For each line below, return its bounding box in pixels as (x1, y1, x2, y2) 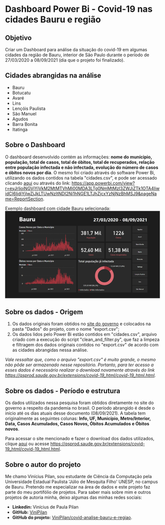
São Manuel (12, 111, 37, 116)
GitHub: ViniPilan (12, 509, 48, 515)
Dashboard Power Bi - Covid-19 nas (5, 3, 153, 15)
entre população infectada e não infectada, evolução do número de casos (5, 164, 159, 170)
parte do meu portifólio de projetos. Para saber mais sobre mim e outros (5, 489, 151, 495)
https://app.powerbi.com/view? (71, 180, 135, 186)
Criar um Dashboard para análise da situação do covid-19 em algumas (5, 47, 147, 52)
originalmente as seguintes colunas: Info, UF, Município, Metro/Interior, (5, 415, 151, 421)
